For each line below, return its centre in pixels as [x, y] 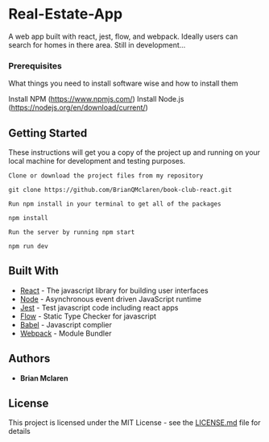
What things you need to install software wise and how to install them [124, 83]
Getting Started [48, 133]
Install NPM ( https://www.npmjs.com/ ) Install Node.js [96, 99]
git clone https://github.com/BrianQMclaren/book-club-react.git [120, 190]
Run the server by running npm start [72, 232]
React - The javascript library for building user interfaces [114, 290]
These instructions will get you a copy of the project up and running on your [134, 152]
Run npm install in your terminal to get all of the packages [115, 204]
